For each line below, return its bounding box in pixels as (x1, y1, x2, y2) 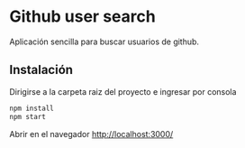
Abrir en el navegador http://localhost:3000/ (9, 128, 174, 139)
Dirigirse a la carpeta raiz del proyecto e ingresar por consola (9, 86, 237, 97)
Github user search (9, 6, 156, 27)
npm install (9, 104, 54, 113)
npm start (9, 112, 47, 121)
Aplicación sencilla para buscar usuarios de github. (9, 36, 200, 47)
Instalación (9, 62, 74, 78)
